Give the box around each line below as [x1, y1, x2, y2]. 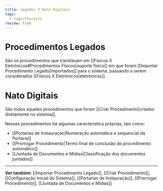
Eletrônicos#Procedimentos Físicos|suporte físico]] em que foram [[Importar [5, 63, 158, 69]
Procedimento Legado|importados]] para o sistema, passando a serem [5, 68, 147, 74]
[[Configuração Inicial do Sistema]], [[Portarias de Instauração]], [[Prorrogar [5, 175, 157, 181]
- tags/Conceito [9, 16, 42, 21]
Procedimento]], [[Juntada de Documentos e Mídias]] [5, 180, 112, 186]
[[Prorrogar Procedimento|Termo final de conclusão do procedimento [12, 140, 151, 146]
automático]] [12, 146, 38, 152]
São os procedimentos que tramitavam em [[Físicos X [5, 58, 113, 64]
